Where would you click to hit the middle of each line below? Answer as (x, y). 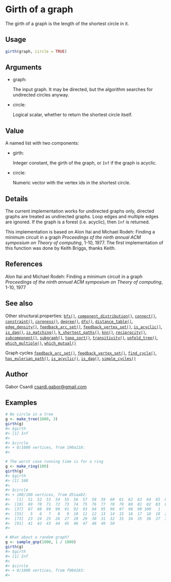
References (24, 264)
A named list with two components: (42, 143)
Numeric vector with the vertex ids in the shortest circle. (72, 183)
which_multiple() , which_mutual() (41, 343)
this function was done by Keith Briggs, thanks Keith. (61, 248)
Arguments (24, 67)
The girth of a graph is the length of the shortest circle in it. (67, 24)
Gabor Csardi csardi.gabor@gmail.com (46, 386)
